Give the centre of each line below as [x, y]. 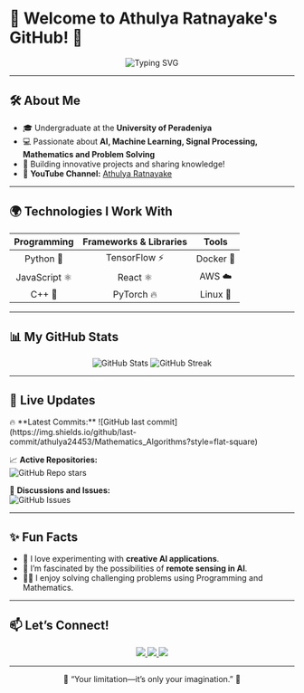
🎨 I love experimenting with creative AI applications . [121, 559]
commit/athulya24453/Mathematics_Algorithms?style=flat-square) [133, 441]
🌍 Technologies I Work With [91, 212]
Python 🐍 [43, 259]
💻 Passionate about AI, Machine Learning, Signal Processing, [140, 141]
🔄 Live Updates [52, 400]
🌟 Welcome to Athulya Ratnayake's [143, 19]
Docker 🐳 [216, 259]
